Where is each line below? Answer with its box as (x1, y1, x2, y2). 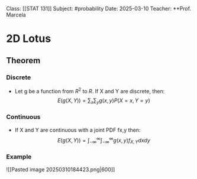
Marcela (6, 11, 26, 18)
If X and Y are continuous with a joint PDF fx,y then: (14, 126, 141, 134)
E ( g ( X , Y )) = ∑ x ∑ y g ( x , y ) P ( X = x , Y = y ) (57, 97, 151, 105)
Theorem (6, 56, 41, 66)
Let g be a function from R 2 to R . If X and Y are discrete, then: (14, 86, 165, 95)
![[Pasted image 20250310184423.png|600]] (6, 166, 115, 173)
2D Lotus (6, 32, 51, 45)
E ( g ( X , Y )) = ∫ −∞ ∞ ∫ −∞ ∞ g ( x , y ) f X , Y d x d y (57, 135, 151, 145)
